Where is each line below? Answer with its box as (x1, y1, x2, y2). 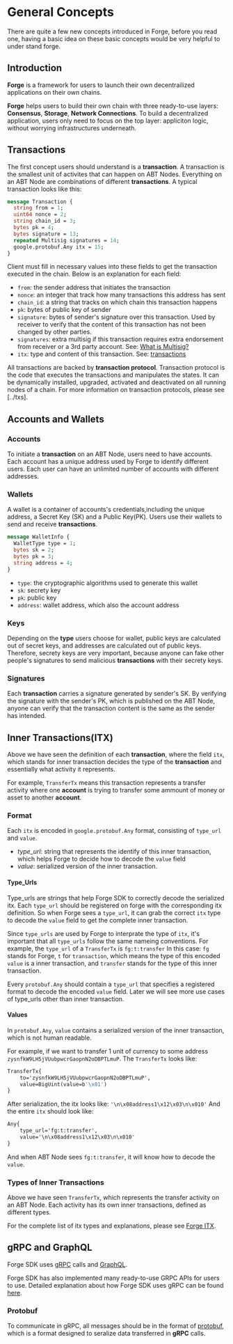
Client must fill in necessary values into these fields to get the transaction (7, 263, 218, 271)
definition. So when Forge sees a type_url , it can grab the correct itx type (7, 908, 221, 916)
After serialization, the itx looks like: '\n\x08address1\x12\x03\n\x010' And (7, 1100, 220, 1108)
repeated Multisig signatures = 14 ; (13, 237, 120, 244)
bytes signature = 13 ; (13, 230, 79, 237)
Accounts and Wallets (7, 413, 104, 425)
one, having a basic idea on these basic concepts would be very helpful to (7, 34, 220, 42)
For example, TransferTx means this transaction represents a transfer (7, 779, 206, 787)
